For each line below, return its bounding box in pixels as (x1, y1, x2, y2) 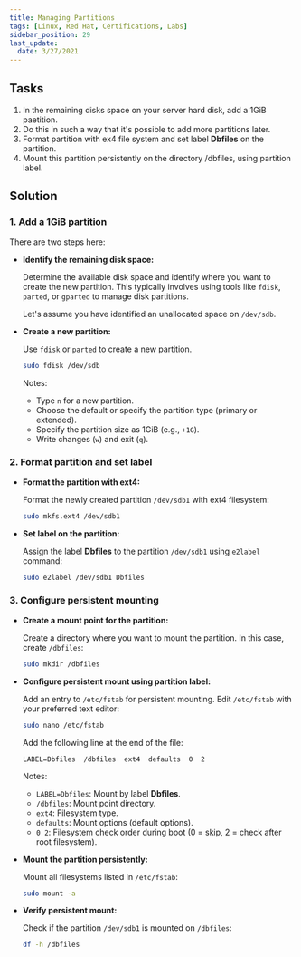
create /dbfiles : (22, 642, 84, 652)
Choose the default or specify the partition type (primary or (35, 404, 258, 415)
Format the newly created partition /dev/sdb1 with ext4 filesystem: (22, 494, 269, 505)
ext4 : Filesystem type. (35, 807, 119, 818)
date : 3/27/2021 (17, 47, 79, 56)
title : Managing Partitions (9, 13, 116, 23)
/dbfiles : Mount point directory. (35, 797, 156, 808)
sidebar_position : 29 (9, 30, 91, 39)
